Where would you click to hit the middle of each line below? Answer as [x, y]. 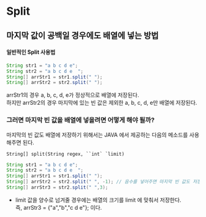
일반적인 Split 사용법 [31, 52]
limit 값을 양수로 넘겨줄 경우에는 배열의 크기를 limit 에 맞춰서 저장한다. [98, 200]
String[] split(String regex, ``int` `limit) [65, 154]
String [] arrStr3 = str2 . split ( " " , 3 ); [57, 188]
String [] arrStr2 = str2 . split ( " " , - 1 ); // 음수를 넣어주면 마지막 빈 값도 [98, 182]
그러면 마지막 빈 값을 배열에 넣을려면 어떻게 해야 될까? [81, 120]
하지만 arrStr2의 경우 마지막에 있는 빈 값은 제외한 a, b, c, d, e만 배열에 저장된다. [102, 103]
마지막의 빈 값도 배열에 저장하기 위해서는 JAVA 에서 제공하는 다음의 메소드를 [97, 135]
